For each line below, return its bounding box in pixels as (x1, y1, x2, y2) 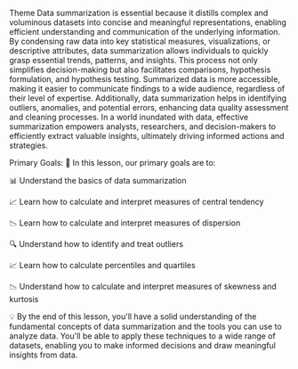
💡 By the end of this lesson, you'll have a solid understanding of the (9, 311, 257, 322)
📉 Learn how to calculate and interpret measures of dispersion (9, 217, 241, 228)
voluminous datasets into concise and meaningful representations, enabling (9, 17, 287, 28)
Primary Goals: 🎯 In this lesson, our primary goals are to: (9, 158, 216, 168)
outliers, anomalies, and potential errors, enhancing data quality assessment (9, 102, 289, 112)
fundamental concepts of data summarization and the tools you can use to (9, 321, 282, 332)
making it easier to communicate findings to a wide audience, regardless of (9, 84, 286, 94)
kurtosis (9, 294, 39, 304)
